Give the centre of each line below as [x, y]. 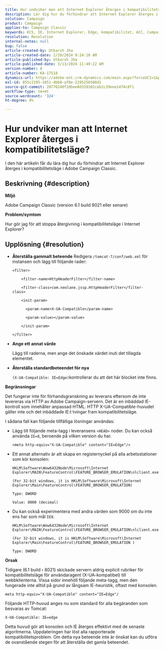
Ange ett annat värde [34, 344]
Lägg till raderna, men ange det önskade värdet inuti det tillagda [76, 353]
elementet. [23, 358]
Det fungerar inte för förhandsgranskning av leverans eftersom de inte [76, 396]
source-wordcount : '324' [30, 96]
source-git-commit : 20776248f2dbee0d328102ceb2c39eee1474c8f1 [70, 87]
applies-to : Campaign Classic [36, 28]
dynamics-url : [20, 78]
